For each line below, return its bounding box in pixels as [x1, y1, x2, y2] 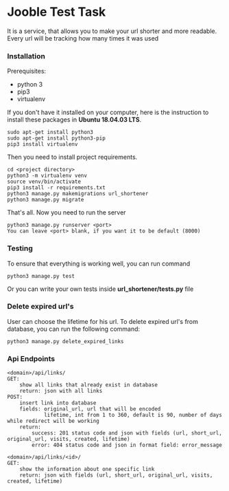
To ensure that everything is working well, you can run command [7, 259, 191, 268]
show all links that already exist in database [19, 382, 158, 389]
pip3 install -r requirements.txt [7, 184, 106, 191]
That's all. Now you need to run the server [7, 208, 126, 217]
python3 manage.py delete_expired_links [7, 338, 125, 345]
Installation [7, 51, 46, 61]
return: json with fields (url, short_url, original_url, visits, [19, 472, 213, 479]
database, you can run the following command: [7, 325, 141, 333]
